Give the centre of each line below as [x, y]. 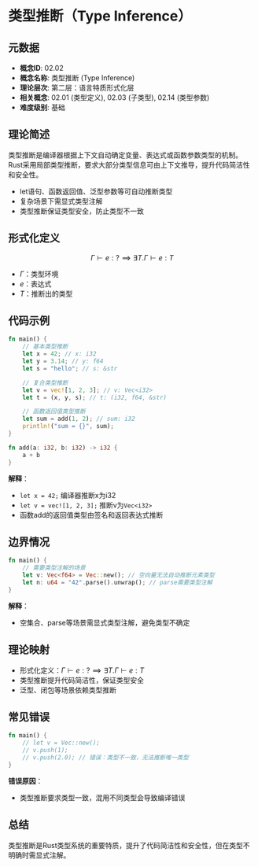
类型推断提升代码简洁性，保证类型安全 [81, 680]
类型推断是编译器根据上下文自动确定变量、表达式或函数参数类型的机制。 [125, 155]
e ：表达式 [35, 283]
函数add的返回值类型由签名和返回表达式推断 [91, 515]
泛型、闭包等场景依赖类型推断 [68, 690]
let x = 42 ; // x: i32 [59, 354]
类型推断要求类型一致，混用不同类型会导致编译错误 [102, 797]
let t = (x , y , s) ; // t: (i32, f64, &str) [95, 397]
